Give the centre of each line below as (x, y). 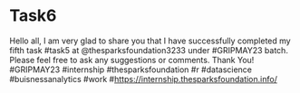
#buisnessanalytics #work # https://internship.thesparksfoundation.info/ (144, 79)
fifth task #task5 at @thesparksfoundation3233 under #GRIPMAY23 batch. (149, 50)
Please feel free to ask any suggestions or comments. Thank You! (132, 60)
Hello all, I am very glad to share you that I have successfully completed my (150, 41)
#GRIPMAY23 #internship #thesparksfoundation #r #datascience (131, 70)
